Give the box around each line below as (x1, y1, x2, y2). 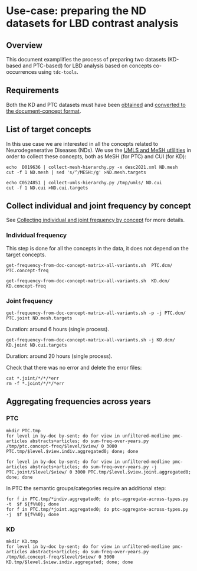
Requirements (6, 86, 59, 96)
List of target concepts (6, 125, 91, 135)
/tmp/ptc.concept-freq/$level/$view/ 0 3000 (6, 443, 117, 449)
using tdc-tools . (38, 68, 78, 75)
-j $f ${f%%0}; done (6, 511, 60, 517)
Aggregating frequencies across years (6, 397, 151, 407)
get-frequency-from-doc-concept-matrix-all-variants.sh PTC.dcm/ (6, 262, 173, 268)
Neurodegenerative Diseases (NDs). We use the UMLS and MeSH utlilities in (6, 146, 192, 154)
